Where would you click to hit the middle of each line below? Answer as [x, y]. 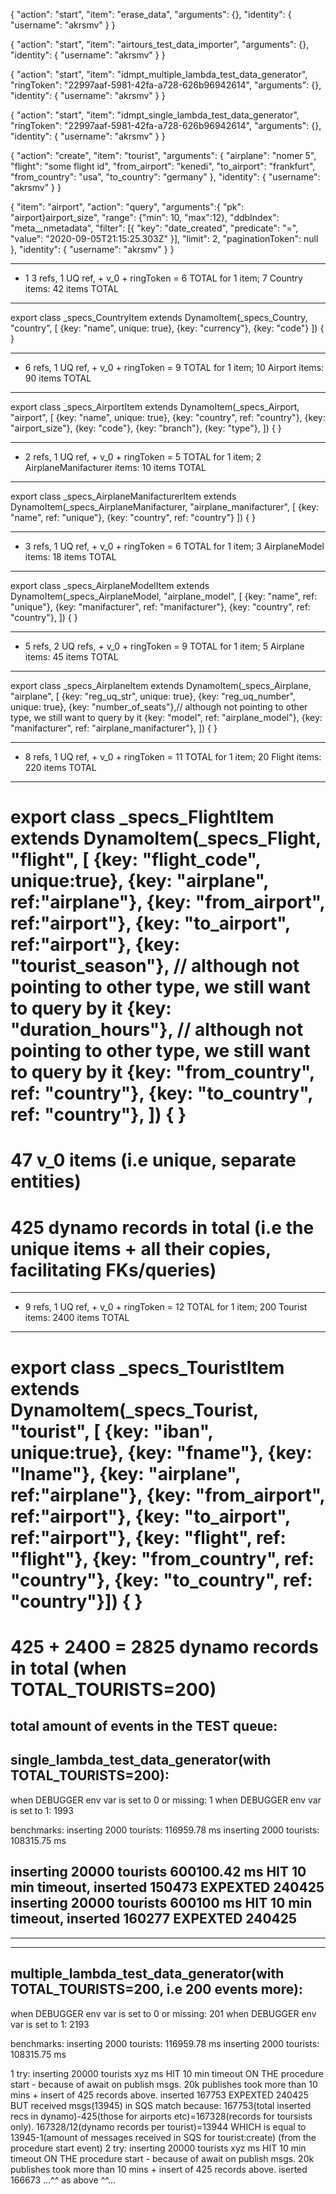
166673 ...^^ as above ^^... [63, 2180]
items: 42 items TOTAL [71, 288]
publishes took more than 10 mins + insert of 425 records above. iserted [159, 2169]
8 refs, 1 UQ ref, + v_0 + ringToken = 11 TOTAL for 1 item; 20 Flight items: [173, 757]
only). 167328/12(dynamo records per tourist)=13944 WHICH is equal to [158, 2126]
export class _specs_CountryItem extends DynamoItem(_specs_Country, [159, 317]
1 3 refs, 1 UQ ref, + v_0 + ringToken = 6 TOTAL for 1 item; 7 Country [163, 278]
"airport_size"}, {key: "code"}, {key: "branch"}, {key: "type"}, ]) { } [146, 428]
